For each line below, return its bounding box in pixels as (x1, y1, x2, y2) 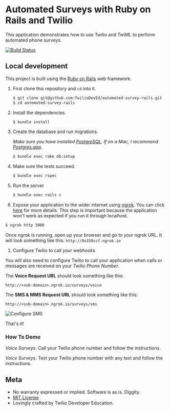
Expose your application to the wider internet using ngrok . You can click (12, 202, 165, 208)
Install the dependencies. (12, 109, 67, 116)
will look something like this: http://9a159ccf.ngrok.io (5, 237, 121, 244)
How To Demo (5, 333, 41, 340)
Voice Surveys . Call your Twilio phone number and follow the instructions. (5, 345, 161, 351)
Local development (5, 62, 68, 70)
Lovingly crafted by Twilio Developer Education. (12, 400, 114, 406)
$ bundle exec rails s (12, 193, 61, 198)
